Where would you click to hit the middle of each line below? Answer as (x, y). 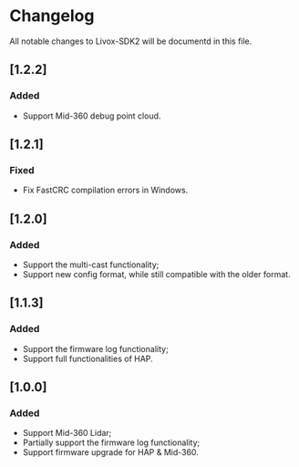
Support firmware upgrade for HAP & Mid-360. (110, 452)
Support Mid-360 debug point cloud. (92, 116)
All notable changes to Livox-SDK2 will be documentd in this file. (131, 41)
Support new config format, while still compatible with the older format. (156, 274)
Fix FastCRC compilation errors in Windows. (105, 190)
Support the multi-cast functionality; (91, 265)
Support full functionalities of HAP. (88, 358)
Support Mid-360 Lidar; (67, 433)
